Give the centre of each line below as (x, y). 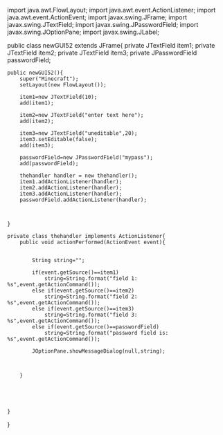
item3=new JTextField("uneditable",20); (79, 133)
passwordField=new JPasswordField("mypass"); (87, 158)
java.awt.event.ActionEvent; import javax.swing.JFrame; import (97, 17)
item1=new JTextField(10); (59, 97)
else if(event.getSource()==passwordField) (96, 327)
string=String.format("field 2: (91, 297)
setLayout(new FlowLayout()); (63, 85)
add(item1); (37, 103)
